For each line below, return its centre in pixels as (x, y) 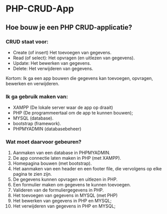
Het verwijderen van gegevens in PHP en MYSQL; (64, 206)
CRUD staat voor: (27, 42)
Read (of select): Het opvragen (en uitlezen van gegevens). (74, 58)
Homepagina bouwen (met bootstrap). (52, 163)
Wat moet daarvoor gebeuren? (43, 142)
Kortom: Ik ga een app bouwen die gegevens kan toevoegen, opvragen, (79, 78)
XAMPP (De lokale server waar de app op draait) (63, 108)
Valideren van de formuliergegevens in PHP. (58, 190)
